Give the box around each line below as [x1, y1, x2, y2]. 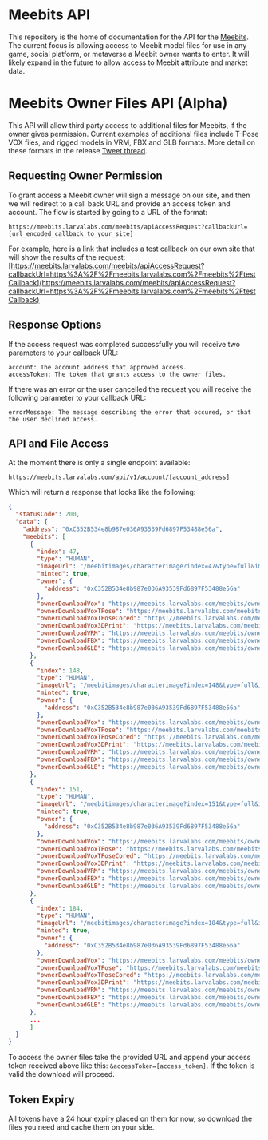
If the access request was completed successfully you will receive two [8, 339, 241, 349]
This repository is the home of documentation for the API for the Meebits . [8, 32, 250, 42]
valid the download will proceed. [8, 1070, 116, 1079]
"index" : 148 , [37, 666, 84, 675]
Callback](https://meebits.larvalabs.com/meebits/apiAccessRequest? [8, 277, 236, 287]
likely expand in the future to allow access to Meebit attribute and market [8, 58, 248, 67]
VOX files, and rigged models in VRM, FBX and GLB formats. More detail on [8, 138, 256, 147]
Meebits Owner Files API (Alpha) [8, 94, 228, 113]
